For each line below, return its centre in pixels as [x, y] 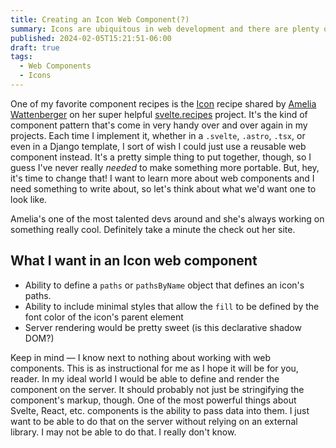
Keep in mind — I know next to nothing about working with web [141, 357]
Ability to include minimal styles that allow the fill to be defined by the [172, 306]
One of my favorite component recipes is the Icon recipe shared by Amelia [163, 103]
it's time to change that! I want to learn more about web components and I [162, 178]
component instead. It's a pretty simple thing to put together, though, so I [161, 157]
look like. [29, 199]
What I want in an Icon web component [134, 261]
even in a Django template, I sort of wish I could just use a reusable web [158, 146]
